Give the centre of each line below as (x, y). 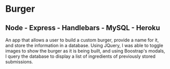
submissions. (19, 62)
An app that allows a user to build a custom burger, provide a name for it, (82, 40)
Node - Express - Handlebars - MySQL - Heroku (83, 28)
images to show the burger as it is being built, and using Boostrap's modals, (85, 51)
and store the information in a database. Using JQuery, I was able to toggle (84, 45)
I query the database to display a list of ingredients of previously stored (80, 56)
